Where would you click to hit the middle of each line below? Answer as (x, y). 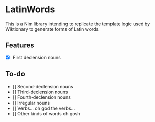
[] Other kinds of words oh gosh (46, 113)
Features (20, 45)
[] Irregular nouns (31, 103)
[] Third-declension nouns (40, 92)
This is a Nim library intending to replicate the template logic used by (78, 24)
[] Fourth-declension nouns (41, 97)
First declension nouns (37, 57)
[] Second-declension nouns (43, 86)
